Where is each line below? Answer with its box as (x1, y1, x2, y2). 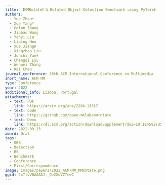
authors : (5, 12, 23, 17)
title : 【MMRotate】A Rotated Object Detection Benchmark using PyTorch (5, 7, 157, 12)
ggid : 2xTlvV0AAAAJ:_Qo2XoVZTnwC (5, 172, 74, 178)
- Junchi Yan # (9, 53, 39, 58)
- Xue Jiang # (9, 44, 37, 49)
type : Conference (5, 80, 41, 85)
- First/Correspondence (9, 163, 58, 168)
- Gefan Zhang (9, 26, 39, 31)
